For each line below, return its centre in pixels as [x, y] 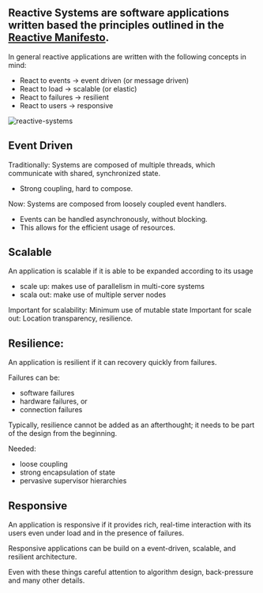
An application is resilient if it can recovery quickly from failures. [113, 362]
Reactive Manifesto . [58, 38]
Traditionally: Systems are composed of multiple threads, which [112, 164]
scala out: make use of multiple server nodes [93, 295]
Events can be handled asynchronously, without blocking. [113, 219]
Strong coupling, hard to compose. [76, 188]
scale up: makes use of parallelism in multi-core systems [112, 287]
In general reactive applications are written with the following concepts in [128, 56]
